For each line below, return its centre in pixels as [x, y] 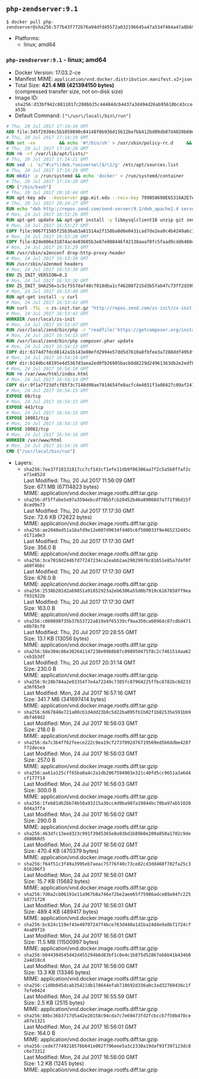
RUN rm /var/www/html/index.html [47, 374]
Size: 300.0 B [40, 790]
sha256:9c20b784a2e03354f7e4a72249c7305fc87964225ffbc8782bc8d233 [107, 682]
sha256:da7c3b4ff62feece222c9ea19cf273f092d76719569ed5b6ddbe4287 [107, 743]
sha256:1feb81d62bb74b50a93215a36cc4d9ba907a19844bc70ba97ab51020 [107, 803]
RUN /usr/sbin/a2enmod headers [45, 264]
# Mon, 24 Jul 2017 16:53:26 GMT [47, 215]
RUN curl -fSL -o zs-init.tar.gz [47, 308]
